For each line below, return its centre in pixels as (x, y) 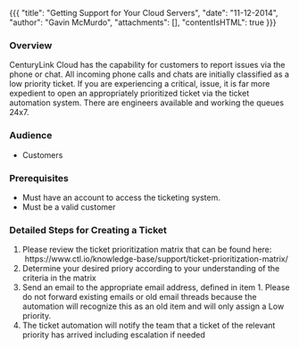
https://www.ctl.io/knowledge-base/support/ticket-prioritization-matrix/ (156, 259)
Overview (31, 46)
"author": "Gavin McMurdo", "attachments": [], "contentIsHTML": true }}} (143, 22)
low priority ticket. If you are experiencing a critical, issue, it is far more (140, 84)
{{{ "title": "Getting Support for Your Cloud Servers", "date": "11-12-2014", (144, 13)
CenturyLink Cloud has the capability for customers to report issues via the (147, 65)
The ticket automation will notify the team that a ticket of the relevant (149, 326)
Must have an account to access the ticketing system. (121, 197)
